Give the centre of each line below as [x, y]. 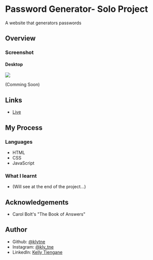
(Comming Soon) [23, 85]
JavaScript [23, 163]
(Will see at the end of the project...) [49, 187]
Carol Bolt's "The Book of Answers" [49, 214]
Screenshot [19, 52]
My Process [24, 128]
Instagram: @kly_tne [33, 247]
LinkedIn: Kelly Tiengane [37, 252]
